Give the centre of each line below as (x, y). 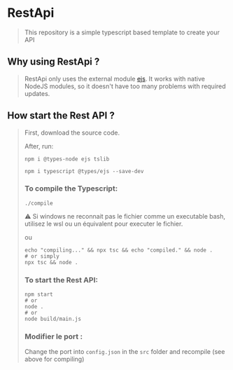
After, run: (39, 146)
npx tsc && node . (51, 262)
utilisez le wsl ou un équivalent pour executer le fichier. (104, 224)
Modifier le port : (53, 336)
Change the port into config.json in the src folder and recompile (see (125, 352)
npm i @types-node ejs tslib (67, 159)
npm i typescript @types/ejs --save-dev (84, 171)
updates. (37, 93)
